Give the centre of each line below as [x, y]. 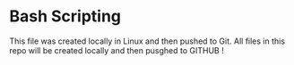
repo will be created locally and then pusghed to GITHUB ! [117, 50]
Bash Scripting [65, 16]
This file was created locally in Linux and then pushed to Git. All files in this [147, 41]
